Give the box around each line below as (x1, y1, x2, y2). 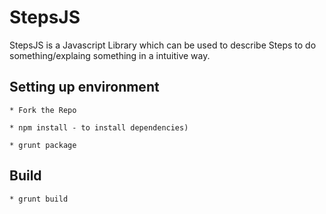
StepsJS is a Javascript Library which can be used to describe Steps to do (9, 39, 317, 51)
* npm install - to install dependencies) (9, 122, 189, 133)
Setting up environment (9, 79, 160, 96)
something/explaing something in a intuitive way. (9, 49, 211, 61)
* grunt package (9, 140, 77, 150)
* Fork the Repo (9, 105, 77, 115)
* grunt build (9, 194, 69, 204)
